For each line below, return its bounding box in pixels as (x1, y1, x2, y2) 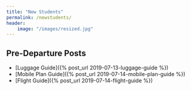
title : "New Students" (6, 8, 64, 15)
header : (6, 20, 26, 26)
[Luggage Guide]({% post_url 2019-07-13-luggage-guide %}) (15, 64, 169, 71)
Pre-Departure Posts (6, 48, 86, 58)
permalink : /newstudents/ (6, 14, 72, 21)
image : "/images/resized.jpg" (17, 25, 94, 32)
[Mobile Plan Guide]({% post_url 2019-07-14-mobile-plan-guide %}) (15, 71, 186, 78)
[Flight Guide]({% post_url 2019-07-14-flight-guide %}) (15, 77, 153, 85)
